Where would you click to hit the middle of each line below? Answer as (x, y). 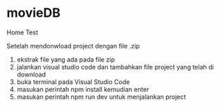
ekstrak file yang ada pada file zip (66, 59)
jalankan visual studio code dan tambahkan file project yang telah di (115, 67)
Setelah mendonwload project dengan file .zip (73, 46)
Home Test (23, 32)
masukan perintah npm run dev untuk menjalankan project (101, 97)
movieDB (34, 13)
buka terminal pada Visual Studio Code (73, 81)
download (31, 74)
